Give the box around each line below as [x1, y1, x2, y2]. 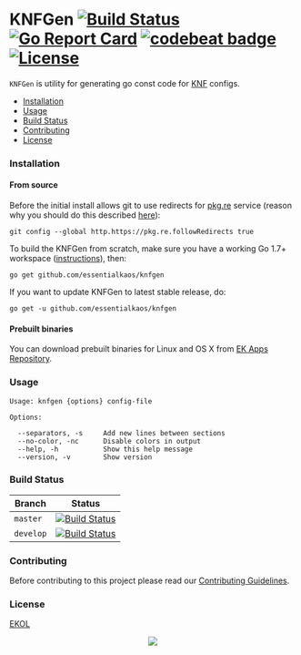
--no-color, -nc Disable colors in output [17, 436, 202, 445]
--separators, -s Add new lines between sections [17, 428, 226, 437]
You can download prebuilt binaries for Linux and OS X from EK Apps [9, 343, 268, 354]
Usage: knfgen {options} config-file [9, 396, 153, 405]
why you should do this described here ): [9, 210, 161, 220]
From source [9, 179, 59, 190]
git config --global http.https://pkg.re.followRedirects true [9, 228, 255, 237]
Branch [14, 496, 47, 509]
